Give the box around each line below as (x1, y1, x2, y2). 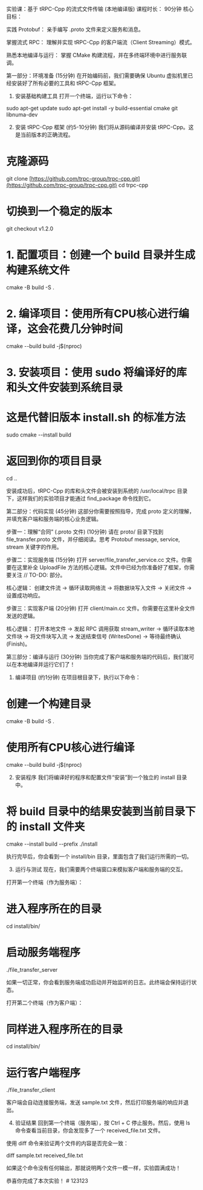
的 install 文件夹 (6, 820, 85, 834)
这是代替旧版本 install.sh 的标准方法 (6, 411, 186, 424)
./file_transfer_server (6, 966, 58, 973)
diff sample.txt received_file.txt (6, 1152, 83, 1159)
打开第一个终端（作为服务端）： (6, 878, 83, 886)
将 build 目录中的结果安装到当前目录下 (6, 804, 196, 818)
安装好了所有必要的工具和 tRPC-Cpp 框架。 (11, 79, 120, 87)
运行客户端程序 (6, 1066, 81, 1080)
